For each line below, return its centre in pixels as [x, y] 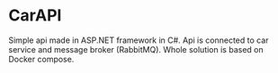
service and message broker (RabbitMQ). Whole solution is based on [136, 49]
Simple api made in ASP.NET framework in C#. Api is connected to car [139, 40]
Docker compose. [41, 59]
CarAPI [35, 16]
